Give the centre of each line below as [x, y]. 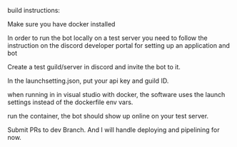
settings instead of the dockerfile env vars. [70, 102]
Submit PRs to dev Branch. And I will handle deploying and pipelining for [114, 130]
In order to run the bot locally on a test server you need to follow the [108, 38]
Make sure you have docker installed [61, 24]
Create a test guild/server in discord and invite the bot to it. [94, 67]
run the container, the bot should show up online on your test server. [108, 116]
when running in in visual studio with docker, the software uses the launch [116, 95]
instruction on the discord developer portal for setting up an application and [119, 45]
